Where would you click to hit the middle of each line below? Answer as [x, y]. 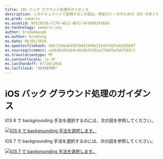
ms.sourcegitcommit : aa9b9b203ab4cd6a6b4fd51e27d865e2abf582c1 [70, 50]
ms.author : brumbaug [26, 37]
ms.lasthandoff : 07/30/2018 [33, 64]
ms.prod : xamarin [23, 18]
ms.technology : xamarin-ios [33, 28]
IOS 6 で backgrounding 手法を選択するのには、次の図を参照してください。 [81, 120]
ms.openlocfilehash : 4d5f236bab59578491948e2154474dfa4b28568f [70, 46]
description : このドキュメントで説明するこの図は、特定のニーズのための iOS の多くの [82, 14]
